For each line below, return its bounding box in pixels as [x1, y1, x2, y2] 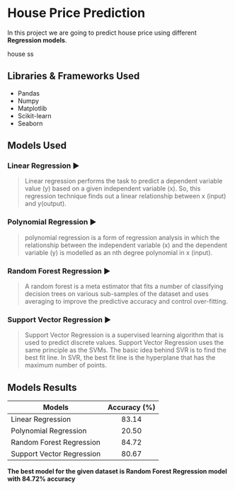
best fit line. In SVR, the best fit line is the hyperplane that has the [24, 353, 216, 362]
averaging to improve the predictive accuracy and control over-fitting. [24, 297, 228, 306]
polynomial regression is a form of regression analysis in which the [24, 233, 220, 241]
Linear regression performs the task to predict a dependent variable [24, 177, 223, 186]
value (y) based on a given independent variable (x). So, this [24, 184, 201, 193]
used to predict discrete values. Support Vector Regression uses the [24, 338, 224, 347]
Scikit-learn [17, 111, 52, 120]
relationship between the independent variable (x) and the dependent [24, 241, 228, 249]
